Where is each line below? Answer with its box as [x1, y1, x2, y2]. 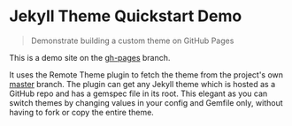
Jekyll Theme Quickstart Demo [9, 6, 242, 26]
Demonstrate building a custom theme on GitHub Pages [30, 35, 234, 46]
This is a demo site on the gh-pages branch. [9, 52, 171, 63]
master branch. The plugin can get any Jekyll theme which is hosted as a [9, 78, 276, 89]
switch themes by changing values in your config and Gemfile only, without [9, 97, 283, 107]
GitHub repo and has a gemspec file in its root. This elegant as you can [9, 88, 268, 99]
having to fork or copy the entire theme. [9, 107, 155, 117]
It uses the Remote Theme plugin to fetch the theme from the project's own [9, 69, 284, 80]
